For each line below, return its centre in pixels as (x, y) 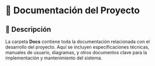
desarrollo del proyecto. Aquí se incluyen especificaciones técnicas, (77, 47)
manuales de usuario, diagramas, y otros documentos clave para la (76, 52)
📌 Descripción (28, 29)
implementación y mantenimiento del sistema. (54, 58)
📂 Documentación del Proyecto (73, 10)
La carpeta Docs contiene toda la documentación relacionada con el (78, 41)
